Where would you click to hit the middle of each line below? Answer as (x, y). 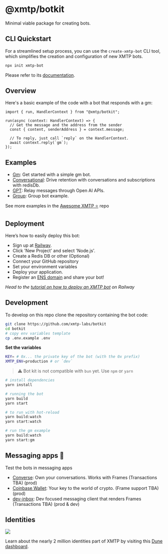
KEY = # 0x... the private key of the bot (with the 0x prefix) (73, 357)
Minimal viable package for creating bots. (48, 23)
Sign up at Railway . (32, 245)
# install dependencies (30, 380)
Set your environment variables (45, 267)
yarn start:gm (20, 440)
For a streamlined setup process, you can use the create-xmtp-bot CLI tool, (83, 51)
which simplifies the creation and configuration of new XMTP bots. (74, 56)
